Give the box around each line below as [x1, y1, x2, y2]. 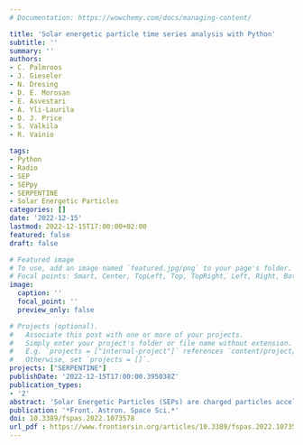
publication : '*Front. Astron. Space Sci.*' [9, 405, 179, 415]
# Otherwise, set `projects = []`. [9, 356, 151, 365]
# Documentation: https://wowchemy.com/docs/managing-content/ [9, 13, 252, 23]
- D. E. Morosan [9, 88, 70, 97]
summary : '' [9, 46, 54, 55]
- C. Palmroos [9, 63, 63, 72]
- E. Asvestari [9, 97, 67, 106]
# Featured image [9, 255, 75, 264]
